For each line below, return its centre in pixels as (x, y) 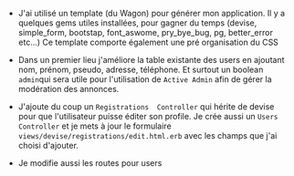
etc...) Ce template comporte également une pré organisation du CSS (148, 42)
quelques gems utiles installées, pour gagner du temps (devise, (137, 23)
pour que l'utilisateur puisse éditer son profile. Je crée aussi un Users (148, 116)
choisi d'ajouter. (48, 145)
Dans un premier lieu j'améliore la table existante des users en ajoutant (151, 60)
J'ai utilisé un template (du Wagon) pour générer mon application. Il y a (152, 13)
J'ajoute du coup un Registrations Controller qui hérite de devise (146, 107)
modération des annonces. (68, 89)
